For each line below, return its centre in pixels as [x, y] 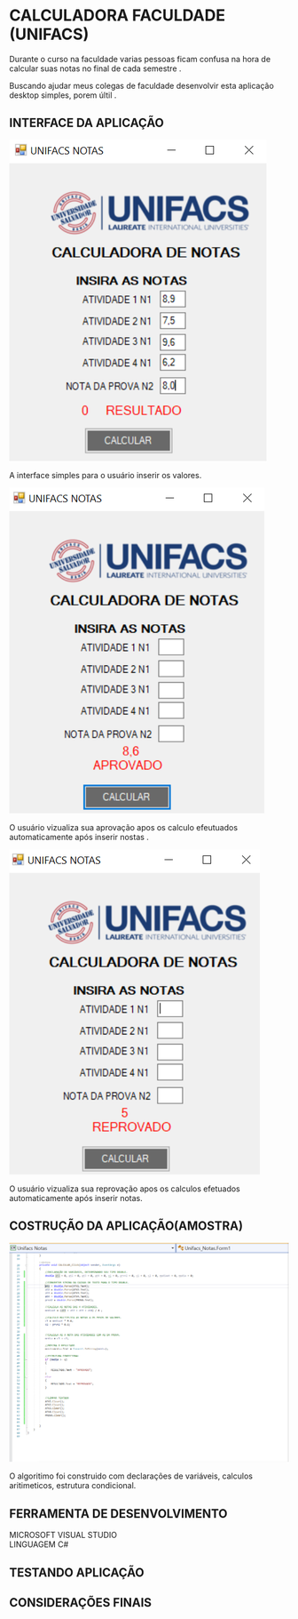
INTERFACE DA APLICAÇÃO [86, 123]
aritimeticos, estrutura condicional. [73, 1486]
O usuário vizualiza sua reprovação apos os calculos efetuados [125, 1189]
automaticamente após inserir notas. [76, 1198]
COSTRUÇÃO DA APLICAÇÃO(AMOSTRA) [126, 1226]
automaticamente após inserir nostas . [79, 837]
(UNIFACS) [49, 34]
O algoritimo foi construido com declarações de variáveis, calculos [131, 1476]
